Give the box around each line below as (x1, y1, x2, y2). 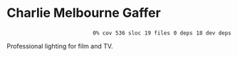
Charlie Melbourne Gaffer (6, 5, 161, 21)
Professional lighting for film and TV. (6, 42, 113, 50)
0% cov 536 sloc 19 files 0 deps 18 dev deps (93, 30, 232, 37)
